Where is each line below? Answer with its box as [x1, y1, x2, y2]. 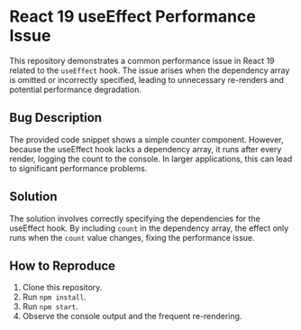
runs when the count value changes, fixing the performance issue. [9, 232, 255, 243]
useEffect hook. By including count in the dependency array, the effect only [9, 223, 289, 234]
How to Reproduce [9, 258, 115, 273]
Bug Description [9, 110, 102, 125]
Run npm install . [22, 291, 87, 303]
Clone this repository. [22, 282, 103, 293]
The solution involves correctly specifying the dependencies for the [9, 213, 261, 224]
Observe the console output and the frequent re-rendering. [22, 311, 242, 322]
